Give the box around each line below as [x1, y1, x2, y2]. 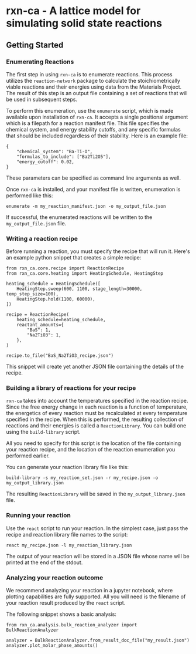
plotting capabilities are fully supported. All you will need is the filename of [6, 593, 186, 600]
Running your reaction [6, 511, 71, 520]
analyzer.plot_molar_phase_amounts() [6, 643, 98, 649]
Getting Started [6, 40, 64, 50]
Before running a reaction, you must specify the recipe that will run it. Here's [6, 248, 190, 255]
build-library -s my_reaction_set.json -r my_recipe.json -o [6, 475, 159, 481]
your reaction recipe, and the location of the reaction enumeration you [6, 446, 176, 453]
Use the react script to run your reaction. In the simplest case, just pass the [6, 524, 188, 532]
